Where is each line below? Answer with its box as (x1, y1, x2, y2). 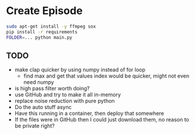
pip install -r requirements (6, 29, 78, 35)
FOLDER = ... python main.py (6, 34, 72, 41)
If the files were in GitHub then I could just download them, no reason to (14, 116, 190, 123)
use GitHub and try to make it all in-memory (14, 91, 121, 98)
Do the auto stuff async (14, 104, 72, 111)
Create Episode (6, 4, 83, 18)
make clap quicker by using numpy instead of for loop (14, 66, 146, 73)
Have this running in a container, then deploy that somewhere (14, 110, 164, 117)
